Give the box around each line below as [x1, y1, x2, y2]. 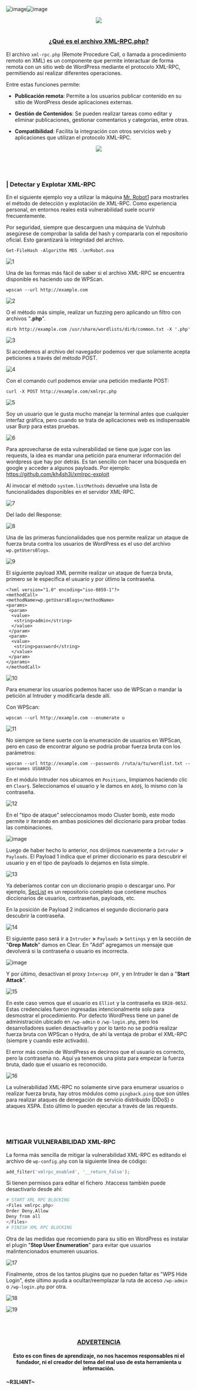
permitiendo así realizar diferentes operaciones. [6, 69, 122, 77]
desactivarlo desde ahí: [6, 1186, 63, 1193]
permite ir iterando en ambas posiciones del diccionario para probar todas [6, 818, 186, 825]
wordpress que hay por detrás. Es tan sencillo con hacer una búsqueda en [6, 458, 186, 465]
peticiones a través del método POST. [6, 354, 98, 361]
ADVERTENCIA [76, 1338, 121, 1346]
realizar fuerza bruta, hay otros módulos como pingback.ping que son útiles [6, 1090, 190, 1097]
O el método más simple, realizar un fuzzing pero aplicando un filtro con [6, 309, 181, 316]
